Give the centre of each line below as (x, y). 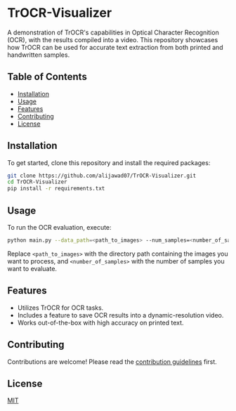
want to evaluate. (32, 268)
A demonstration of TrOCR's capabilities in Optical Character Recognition (113, 32)
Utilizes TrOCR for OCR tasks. (60, 308)
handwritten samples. (39, 55)
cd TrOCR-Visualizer (38, 182)
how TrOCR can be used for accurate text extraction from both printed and (115, 47)
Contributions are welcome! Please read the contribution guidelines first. (112, 361)
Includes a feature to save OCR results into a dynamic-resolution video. (120, 315)
